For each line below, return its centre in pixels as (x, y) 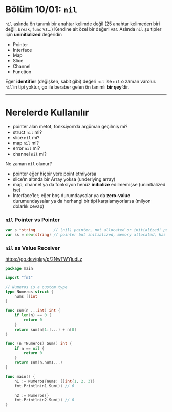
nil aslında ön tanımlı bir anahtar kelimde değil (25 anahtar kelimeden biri (83, 24)
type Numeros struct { (29, 292)
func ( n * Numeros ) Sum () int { (39, 343)
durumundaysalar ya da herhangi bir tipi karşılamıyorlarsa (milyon (82, 201)
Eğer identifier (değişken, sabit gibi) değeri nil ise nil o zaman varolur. (81, 81)
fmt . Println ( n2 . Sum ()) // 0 (44, 400)
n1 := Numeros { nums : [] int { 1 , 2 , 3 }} (55, 381)
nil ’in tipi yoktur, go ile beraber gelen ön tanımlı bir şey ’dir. (67, 87)
